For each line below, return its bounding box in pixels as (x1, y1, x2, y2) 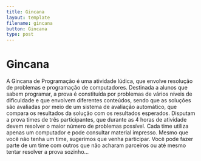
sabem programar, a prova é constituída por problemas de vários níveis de (6, 90, 192, 97)
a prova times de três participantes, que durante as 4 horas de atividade (6, 116, 187, 123)
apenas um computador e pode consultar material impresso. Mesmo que (6, 129, 189, 136)
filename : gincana (6, 20, 53, 26)
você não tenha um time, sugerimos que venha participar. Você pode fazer (6, 136, 193, 143)
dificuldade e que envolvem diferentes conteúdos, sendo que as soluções (6, 97, 191, 104)
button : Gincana (6, 25, 47, 32)
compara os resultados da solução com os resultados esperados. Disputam (6, 110, 196, 117)
